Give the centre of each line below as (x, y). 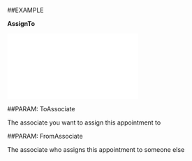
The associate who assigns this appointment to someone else (96, 149)
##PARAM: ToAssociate (41, 109)
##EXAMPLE (25, 10)
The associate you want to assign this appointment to (84, 122)
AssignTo (21, 23)
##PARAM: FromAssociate (45, 136)
